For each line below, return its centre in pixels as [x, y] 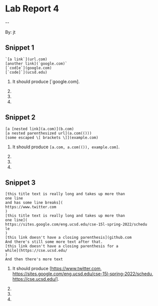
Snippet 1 [20, 48]
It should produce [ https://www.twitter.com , [57, 269]
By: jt [10, 32]
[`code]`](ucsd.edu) [26, 72]
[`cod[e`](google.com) [28, 68]
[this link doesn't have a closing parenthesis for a [62, 246]
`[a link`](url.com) [26, 59]
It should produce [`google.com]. [46, 81]
